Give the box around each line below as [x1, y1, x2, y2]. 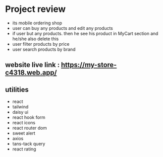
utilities [5, 85, 29, 94]
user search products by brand [12, 46, 76, 52]
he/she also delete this [12, 36, 59, 42]
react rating [12, 146, 36, 152]
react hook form [12, 114, 46, 120]
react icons [12, 120, 36, 126]
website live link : [5, 61, 60, 69]
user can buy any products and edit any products [12, 25, 113, 31]
